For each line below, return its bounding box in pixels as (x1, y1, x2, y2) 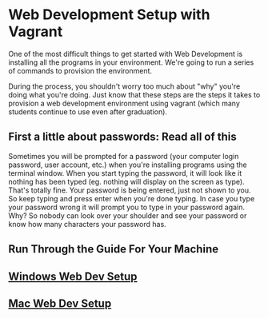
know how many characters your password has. (8, 219, 166, 229)
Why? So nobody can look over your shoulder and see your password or (8, 210, 247, 221)
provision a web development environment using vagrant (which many (8, 98, 240, 108)
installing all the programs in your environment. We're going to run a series (8, 58, 254, 67)
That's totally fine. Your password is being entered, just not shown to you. (8, 185, 251, 195)
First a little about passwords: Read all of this (8, 130, 238, 144)
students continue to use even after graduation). (8, 106, 168, 117)
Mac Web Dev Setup (8, 296, 112, 310)
